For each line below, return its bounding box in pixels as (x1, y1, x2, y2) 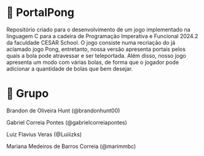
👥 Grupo (6, 87, 49, 101)
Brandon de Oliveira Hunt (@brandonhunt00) (6, 107, 120, 114)
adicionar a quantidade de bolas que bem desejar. (6, 64, 133, 72)
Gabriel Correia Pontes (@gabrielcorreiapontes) (6, 119, 127, 126)
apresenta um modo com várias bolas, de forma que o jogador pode (6, 58, 179, 66)
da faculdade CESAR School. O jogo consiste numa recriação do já (6, 39, 176, 46)
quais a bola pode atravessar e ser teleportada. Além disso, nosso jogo (6, 52, 186, 59)
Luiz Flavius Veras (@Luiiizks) (6, 130, 82, 138)
